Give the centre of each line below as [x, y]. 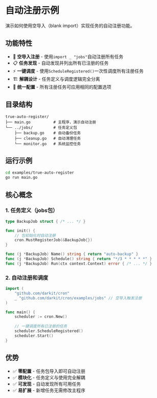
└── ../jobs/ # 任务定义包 [41, 127]
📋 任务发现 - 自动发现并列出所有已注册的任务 [61, 63]
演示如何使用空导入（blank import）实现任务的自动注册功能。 [70, 26]
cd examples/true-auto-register [40, 173]
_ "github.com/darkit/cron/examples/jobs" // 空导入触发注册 [78, 298]
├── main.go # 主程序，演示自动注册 [51, 122]
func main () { [20, 312]
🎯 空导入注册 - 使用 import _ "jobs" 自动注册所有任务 [68, 56]
